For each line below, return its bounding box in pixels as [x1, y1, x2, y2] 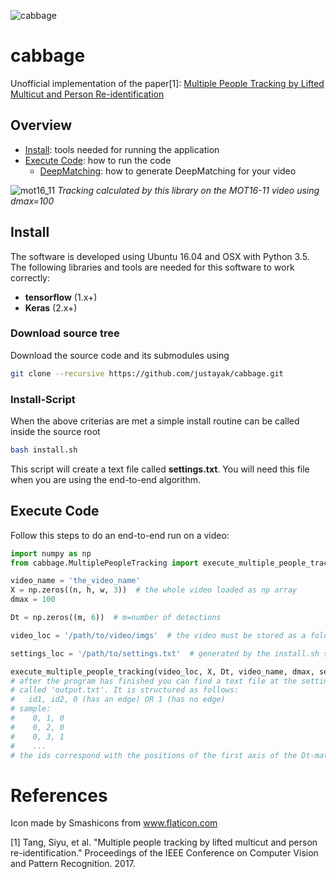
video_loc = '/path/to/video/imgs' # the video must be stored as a [10, 630, 307, 640]
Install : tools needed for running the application [24, 143, 220, 155]
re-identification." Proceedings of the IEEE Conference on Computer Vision [10, 847, 319, 859]
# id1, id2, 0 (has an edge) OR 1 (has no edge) [10, 695, 226, 705]
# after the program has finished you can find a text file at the [10, 676, 298, 686]
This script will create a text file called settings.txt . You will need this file [10, 463, 310, 475]
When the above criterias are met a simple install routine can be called [10, 415, 300, 427]
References [10, 784, 108, 807]
